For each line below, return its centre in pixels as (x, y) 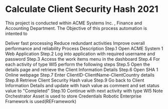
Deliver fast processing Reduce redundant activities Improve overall (75, 43)
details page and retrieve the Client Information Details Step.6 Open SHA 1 (82, 69)
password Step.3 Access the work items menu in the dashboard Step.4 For (83, 59)
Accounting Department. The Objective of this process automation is (76, 28)
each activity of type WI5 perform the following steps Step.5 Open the (78, 64)
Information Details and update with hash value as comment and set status (82, 85)
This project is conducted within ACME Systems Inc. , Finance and (74, 23)
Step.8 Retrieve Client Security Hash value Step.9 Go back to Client (75, 80)
